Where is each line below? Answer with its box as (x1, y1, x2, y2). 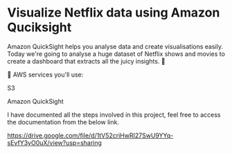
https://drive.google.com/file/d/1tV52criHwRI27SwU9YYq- (7, 131, 174, 139)
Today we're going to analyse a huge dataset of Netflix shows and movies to (7, 50, 225, 58)
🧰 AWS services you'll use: (7, 70, 84, 79)
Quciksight (7, 19, 72, 35)
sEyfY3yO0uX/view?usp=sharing (7, 138, 102, 146)
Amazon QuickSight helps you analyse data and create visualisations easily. (7, 42, 224, 50)
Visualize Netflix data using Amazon (7, 5, 220, 21)
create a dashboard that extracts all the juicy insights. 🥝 (7, 57, 166, 65)
